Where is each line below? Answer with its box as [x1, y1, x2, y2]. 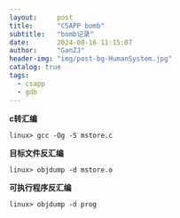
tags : [9, 71, 29, 80]
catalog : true [9, 63, 62, 72]
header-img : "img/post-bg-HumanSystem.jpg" [9, 54, 173, 63]
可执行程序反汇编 [9, 182, 72, 192]
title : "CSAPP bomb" [9, 21, 105, 30]
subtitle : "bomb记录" [9, 29, 95, 38]
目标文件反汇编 [9, 148, 64, 158]
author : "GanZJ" [9, 46, 86, 55]
